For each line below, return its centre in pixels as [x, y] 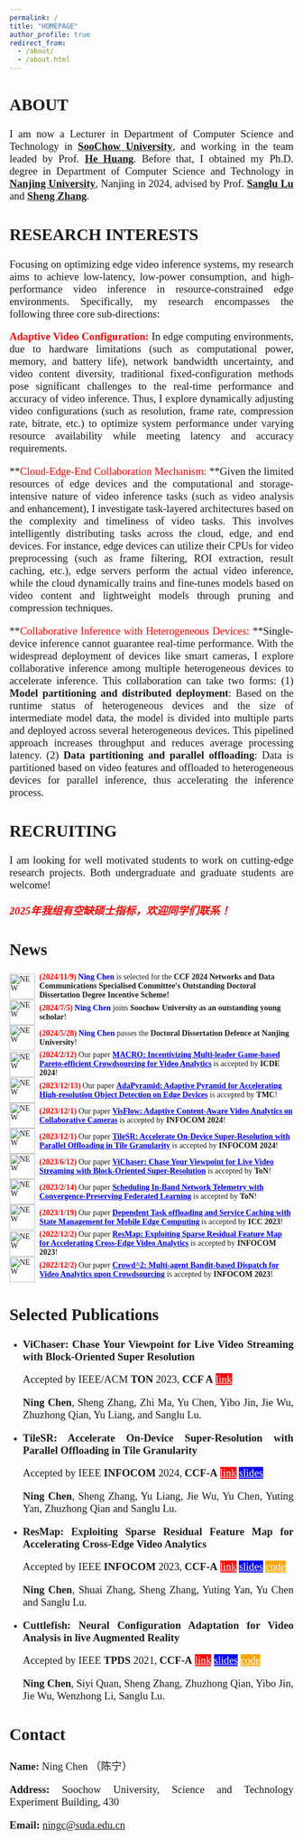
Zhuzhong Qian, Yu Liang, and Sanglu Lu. [112, 1414]
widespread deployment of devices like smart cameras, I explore [151, 655]
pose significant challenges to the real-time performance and [151, 386]
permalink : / [34, 18]
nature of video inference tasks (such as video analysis [173, 496]
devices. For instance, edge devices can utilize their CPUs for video [151, 546]
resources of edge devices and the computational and [132, 484]
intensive [28, 496]
